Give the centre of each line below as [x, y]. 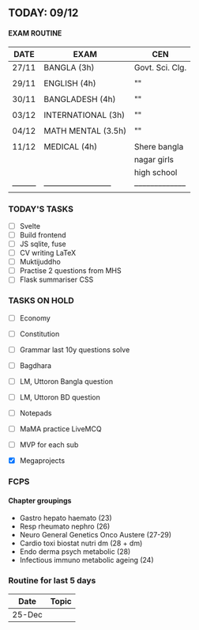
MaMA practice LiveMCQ [60, 429]
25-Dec [28, 614]
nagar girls [154, 159]
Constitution [39, 334]
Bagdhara [36, 365]
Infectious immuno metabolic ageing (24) [86, 560]
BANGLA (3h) [69, 67]
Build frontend [43, 235]
